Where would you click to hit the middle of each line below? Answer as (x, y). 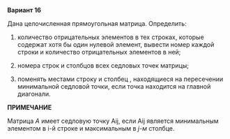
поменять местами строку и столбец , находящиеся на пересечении (120, 79)
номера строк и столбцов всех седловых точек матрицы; (103, 65)
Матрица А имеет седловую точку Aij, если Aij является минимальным (113, 121)
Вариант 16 (24, 10)
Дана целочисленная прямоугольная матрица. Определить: (97, 23)
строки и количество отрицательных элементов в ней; (99, 52)
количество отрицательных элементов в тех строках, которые (110, 37)
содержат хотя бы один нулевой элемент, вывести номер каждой (116, 44)
